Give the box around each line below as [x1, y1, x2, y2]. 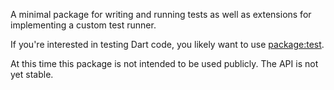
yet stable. [10, 69, 54, 80]
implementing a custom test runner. [10, 19, 157, 31]
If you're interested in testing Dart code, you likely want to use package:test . [10, 39, 325, 50]
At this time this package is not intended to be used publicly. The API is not [10, 58, 319, 69]
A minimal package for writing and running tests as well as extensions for [10, 9, 312, 20]
